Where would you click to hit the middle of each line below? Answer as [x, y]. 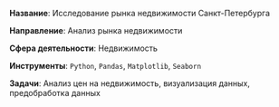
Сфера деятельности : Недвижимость [84, 48]
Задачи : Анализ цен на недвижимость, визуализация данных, [130, 83]
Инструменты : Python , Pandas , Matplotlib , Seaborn [106, 66]
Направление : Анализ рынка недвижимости [96, 30]
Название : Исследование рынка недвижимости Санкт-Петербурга [139, 13]
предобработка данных [55, 93]
